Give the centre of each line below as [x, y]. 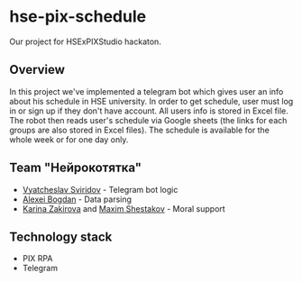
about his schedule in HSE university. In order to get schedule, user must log [151, 101]
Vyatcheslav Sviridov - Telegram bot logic [100, 189]
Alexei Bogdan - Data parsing [77, 199]
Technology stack [61, 237]
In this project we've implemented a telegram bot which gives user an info [146, 91]
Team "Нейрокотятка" [76, 168]
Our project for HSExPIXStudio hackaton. [86, 41]
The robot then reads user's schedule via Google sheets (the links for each [148, 120]
